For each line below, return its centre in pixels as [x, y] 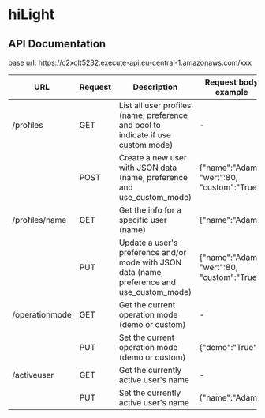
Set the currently [150, 393]
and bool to [140, 125]
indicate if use [145, 135]
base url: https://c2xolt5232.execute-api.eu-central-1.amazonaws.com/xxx [130, 62]
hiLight [32, 15]
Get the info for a [150, 210]
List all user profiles [155, 105]
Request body [231, 82]
